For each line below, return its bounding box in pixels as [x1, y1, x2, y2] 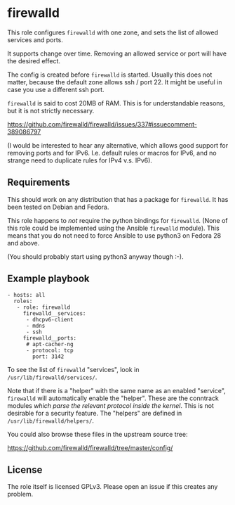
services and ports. [7, 35, 63, 44]
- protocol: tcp [25, 347, 74, 354]
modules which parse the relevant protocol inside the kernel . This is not [7, 401, 214, 409]
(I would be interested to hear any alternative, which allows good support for [7, 141, 229, 149]
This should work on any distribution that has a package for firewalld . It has [7, 195, 229, 203]
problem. [7, 490, 34, 499]
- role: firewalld [16, 304, 71, 311]
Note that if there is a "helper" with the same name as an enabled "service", [7, 386, 226, 395]
